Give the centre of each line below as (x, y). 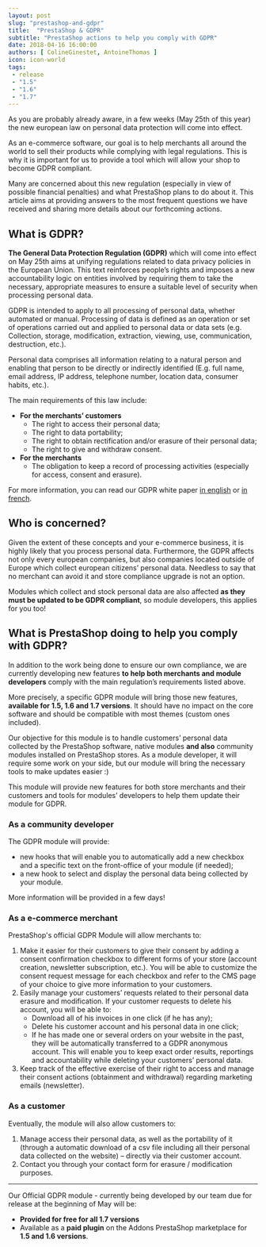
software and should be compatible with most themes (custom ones (119, 714)
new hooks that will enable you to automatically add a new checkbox (132, 857)
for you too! (27, 608)
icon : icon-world (37, 60)
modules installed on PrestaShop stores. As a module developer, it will (123, 754)
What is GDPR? (46, 234)
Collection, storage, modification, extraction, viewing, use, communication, (130, 336)
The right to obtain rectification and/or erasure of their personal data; (144, 441)
